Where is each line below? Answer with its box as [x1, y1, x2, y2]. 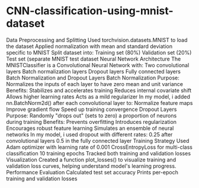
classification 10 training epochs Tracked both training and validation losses [6, 149, 191, 157]
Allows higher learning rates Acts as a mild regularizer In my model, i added [6, 93, 191, 100]
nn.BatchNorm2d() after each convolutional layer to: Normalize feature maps [6, 99, 193, 106]
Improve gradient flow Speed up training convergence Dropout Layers [6, 106, 177, 113]
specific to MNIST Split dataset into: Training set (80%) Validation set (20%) [6, 49, 192, 56]
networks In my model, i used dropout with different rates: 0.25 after [6, 130, 173, 138]
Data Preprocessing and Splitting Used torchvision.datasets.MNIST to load [6, 36, 188, 43]
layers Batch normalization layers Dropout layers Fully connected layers [6, 68, 181, 75]
